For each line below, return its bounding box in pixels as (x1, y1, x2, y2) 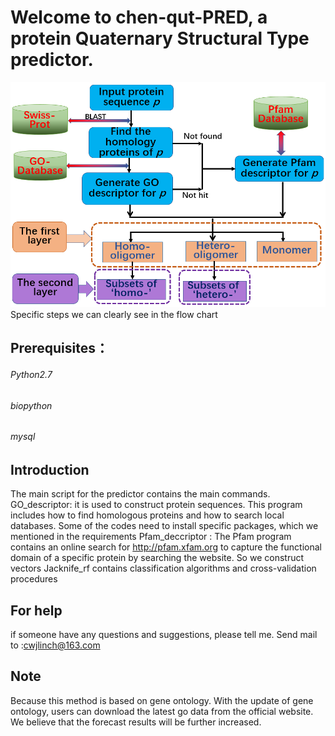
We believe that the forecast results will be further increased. (10, 716, 262, 728)
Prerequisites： (10, 340, 109, 357)
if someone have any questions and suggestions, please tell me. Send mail (10, 629, 318, 641)
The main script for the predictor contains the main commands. (10, 488, 271, 500)
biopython (10, 399, 53, 411)
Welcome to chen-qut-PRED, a (10, 6, 268, 29)
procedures (10, 573, 58, 585)
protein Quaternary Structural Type (10, 27, 310, 50)
